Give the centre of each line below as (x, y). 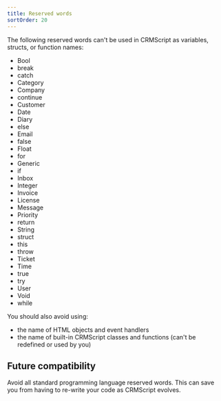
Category (30, 82)
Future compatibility (52, 366)
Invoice (28, 193)
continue (30, 97)
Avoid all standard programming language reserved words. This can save (111, 383)
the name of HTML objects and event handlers (83, 330)
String (26, 230)
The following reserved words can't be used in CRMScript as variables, (108, 39)
